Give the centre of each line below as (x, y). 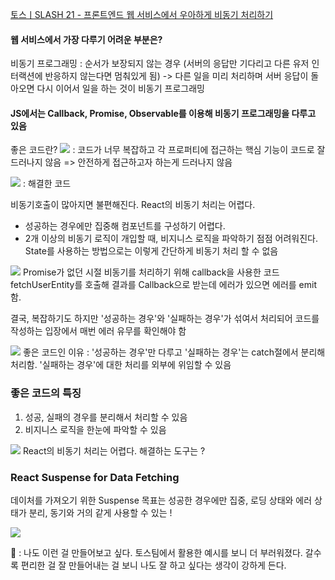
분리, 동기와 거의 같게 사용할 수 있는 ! (100, 512)
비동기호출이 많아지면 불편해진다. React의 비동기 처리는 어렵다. (133, 205)
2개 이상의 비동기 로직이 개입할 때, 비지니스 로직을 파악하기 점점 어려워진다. (171, 239)
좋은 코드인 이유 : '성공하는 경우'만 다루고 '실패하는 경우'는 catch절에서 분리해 (174, 352)
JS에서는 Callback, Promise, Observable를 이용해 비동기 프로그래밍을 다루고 (163, 113)
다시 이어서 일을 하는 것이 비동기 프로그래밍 (120, 89)
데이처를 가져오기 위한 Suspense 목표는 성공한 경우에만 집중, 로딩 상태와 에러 (161, 500)
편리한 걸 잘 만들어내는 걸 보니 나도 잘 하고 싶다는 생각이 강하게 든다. (153, 565)
